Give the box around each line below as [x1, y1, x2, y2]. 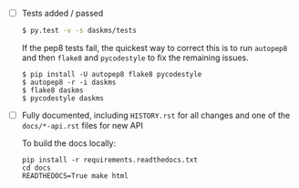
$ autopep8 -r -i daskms [21, 78, 117, 87]
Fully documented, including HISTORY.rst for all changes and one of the [21, 110, 291, 120]
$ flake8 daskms [21, 86, 84, 95]
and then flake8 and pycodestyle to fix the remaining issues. [21, 52, 249, 63]
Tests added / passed [21, 8, 104, 18]
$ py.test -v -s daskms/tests [21, 26, 138, 36]
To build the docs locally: [21, 138, 116, 149]
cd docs [21, 163, 51, 172]
